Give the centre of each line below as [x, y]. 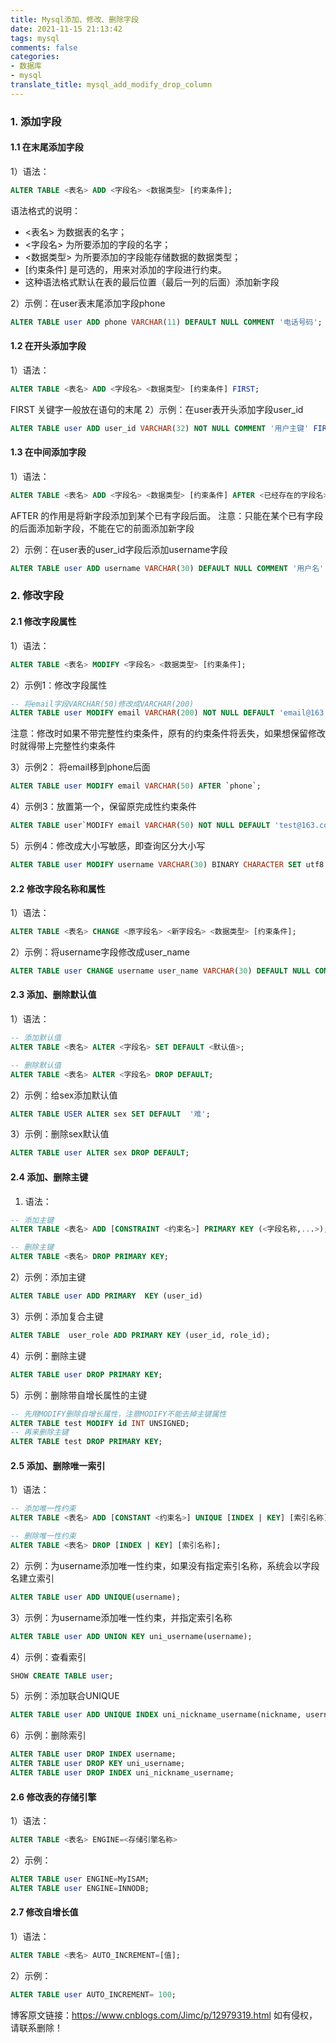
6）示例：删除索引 [48, 1735]
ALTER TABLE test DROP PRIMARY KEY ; [86, 1442]
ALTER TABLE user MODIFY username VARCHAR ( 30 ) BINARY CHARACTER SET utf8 [167, 865]
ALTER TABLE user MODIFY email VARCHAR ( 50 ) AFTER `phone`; [136, 786]
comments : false [44, 47]
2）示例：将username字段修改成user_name [100, 952]
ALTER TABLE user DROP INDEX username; [93, 1754]
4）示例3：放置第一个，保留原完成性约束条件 [103, 807]
